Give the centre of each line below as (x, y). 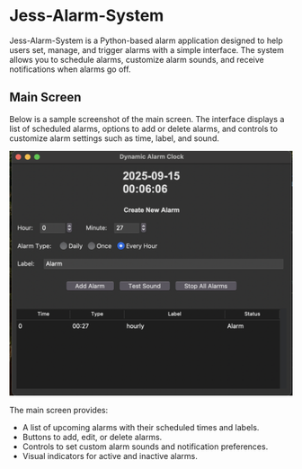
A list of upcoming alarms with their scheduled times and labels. (141, 428)
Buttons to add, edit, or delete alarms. (92, 438)
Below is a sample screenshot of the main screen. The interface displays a (147, 119)
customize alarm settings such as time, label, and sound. (115, 138)
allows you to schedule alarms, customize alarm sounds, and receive (137, 59)
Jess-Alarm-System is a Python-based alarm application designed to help (146, 40)
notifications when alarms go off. (70, 69)
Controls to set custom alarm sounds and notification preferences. (145, 447)
